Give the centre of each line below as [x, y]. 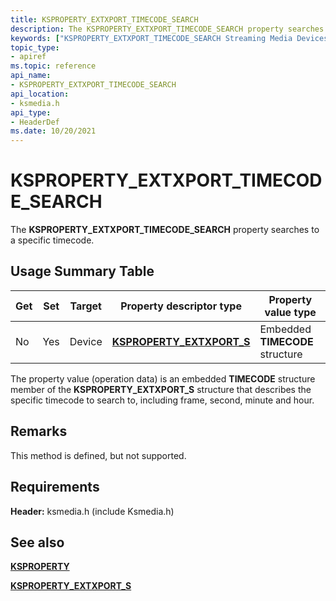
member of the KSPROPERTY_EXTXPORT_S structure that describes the [161, 389]
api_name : [31, 76]
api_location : [40, 94]
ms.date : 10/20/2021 [53, 131]
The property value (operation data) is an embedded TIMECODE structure [163, 378]
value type [290, 312]
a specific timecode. [52, 240]
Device [86, 341]
